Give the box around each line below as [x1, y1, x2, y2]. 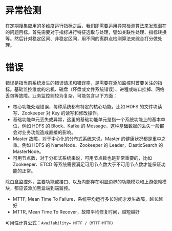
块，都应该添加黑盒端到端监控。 [5, 185, 73, 191]
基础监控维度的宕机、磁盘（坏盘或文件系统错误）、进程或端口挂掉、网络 [14, 86, 165, 92]
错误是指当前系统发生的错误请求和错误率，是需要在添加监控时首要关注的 [5, 80, 158, 86]
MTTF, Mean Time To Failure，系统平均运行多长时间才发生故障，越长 [12, 196, 159, 202]
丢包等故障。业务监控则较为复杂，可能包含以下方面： [5, 92, 118, 99]
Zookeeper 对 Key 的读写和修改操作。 [21, 110, 101, 116]
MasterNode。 [12, 148, 44, 155]
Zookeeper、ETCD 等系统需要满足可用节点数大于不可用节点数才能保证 [12, 161, 161, 167]
